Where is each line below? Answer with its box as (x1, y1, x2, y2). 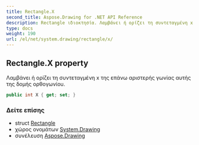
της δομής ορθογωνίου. (6, 80, 66, 87)
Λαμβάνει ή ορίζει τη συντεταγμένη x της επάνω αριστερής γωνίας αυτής (6, 74, 191, 81)
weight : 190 (6, 31, 36, 37)
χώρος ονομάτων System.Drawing (14, 125, 100, 133)
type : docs (6, 25, 33, 31)
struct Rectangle (14, 119, 55, 127)
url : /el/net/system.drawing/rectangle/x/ (6, 36, 113, 42)
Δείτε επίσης (6, 106, 45, 114)
